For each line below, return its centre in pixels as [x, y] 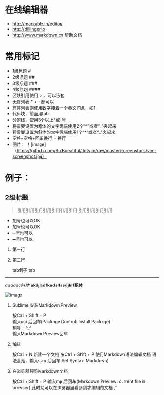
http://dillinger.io [29, 29]
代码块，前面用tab [30, 113]
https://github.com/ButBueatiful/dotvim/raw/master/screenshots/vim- [87, 150]
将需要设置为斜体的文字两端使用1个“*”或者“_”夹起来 [64, 132]
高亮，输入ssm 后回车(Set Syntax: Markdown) [62, 360]
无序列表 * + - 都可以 [33, 101]
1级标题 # [21, 71]
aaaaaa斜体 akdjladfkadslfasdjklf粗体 [44, 285]
